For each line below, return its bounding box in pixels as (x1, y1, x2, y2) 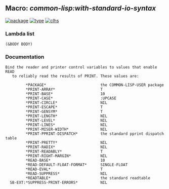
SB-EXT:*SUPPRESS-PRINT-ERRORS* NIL (10, 180, 108, 185)
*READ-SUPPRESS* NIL (25, 171, 108, 176)
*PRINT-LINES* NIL (25, 123, 108, 128)
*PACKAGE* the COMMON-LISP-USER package (25, 83, 164, 88)
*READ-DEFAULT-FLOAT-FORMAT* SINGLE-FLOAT (25, 162, 128, 168)
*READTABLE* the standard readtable (25, 176, 151, 181)
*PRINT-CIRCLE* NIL (25, 100, 108, 105)
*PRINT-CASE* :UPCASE (25, 96, 116, 101)
